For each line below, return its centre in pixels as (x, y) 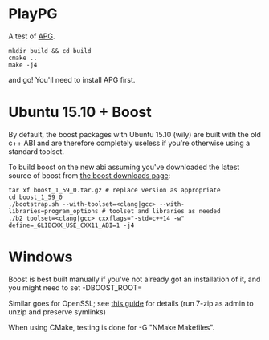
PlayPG (33, 14)
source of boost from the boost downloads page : (90, 175)
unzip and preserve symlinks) (57, 312)
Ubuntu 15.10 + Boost (80, 112)
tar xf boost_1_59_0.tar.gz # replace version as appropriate (114, 190)
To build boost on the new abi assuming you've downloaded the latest (124, 167)
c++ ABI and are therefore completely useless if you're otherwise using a (129, 143)
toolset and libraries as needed (165, 211)
